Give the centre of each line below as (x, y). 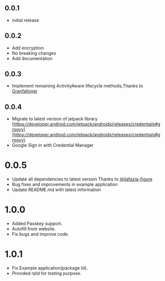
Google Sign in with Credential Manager (53, 145)
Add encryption (28, 48)
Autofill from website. (34, 229)
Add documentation (32, 58)
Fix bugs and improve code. (40, 234)
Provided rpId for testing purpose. (46, 274)
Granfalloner (25, 91)
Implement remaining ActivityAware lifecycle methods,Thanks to (78, 86)
